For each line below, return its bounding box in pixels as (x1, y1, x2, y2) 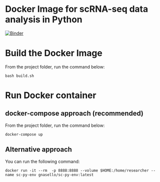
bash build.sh (5, 73, 35, 78)
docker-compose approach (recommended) (5, 109, 144, 118)
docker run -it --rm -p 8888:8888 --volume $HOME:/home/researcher (5, 168, 149, 173)
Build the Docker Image (5, 48, 103, 59)
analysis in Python (5, 14, 82, 25)
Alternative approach (5, 146, 73, 154)
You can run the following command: (5, 158, 80, 164)
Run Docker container (5, 90, 96, 101)
